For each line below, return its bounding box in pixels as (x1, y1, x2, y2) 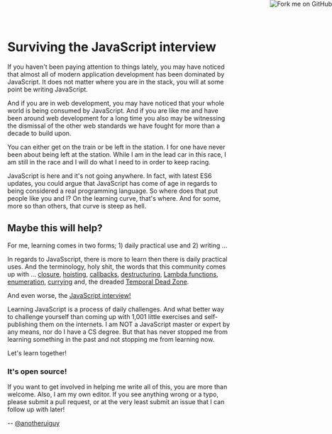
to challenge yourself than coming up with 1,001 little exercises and (7, 312, 204, 321)
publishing (7, 320, 38, 328)
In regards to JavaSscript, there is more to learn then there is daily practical (7, 255, 228, 263)
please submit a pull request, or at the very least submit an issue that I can (7, 398, 225, 406)
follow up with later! (7, 405, 65, 414)
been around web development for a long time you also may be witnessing (7, 113, 226, 122)
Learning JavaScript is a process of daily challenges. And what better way (7, 305, 225, 313)
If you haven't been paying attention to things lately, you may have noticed (7, 62, 225, 71)
